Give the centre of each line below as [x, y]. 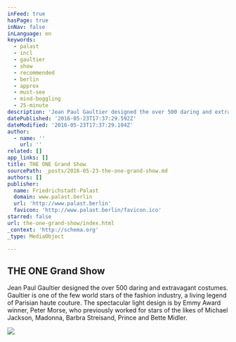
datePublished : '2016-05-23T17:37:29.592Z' [72, 118]
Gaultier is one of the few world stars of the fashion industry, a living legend [117, 296]
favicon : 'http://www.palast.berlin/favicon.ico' [87, 210]
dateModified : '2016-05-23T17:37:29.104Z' [70, 125]
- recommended [34, 72]
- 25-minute [31, 106]
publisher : [23, 184]
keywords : [22, 40]
